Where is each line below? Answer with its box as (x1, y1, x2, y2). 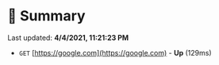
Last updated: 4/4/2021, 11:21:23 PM (7, 33, 129, 42)
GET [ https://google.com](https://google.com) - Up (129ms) (18, 48, 212, 57)
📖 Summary (7, 7, 86, 25)
